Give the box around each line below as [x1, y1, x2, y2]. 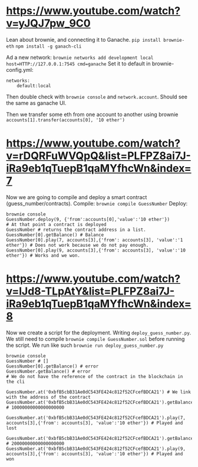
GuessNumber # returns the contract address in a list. [6, 227, 146, 233]
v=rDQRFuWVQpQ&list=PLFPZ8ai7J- [6, 149, 192, 163]
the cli [6, 379, 25, 385]
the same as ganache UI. [6, 99, 67, 107]
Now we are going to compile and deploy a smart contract [6, 193, 147, 201]
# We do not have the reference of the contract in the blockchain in [6, 373, 183, 379]
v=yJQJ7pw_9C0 [6, 16, 91, 30]
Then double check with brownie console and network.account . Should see [6, 93, 187, 100]
